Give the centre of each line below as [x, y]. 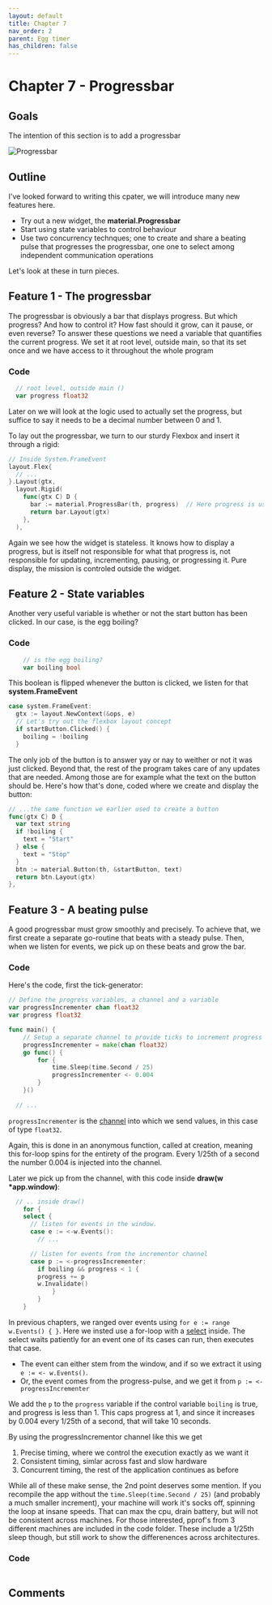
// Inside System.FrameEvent [57, 459]
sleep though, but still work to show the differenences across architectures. [134, 1537]
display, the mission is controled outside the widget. [95, 568]
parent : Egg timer [39, 39]
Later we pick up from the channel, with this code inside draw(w [116, 1178]
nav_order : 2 [30, 31]
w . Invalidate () [63, 1284]
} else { [30, 847]
